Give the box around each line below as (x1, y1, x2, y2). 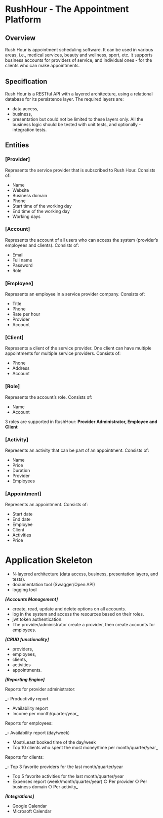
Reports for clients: (5, 754, 44, 760)
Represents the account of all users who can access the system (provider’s (5, 237, 158, 243)
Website (12, 187, 30, 193)
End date (12, 517, 31, 522)
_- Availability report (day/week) (5, 730, 70, 736)
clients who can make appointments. (5, 63, 80, 68)
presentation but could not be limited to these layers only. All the (12, 116, 144, 122)
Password (12, 262, 33, 268)
